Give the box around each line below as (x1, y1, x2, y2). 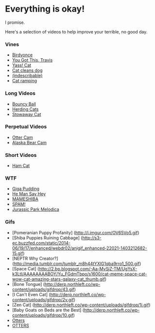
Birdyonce (12, 52, 33, 58)
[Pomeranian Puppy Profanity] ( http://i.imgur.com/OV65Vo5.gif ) (12, 230, 139, 235)
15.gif (12, 250, 23, 256)
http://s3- (82, 234, 102, 241)
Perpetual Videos (5, 123, 47, 130)
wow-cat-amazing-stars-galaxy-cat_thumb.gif (12, 276, 105, 282)
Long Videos (5, 90, 35, 97)
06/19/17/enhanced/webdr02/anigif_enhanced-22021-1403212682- (12, 245, 147, 251)
